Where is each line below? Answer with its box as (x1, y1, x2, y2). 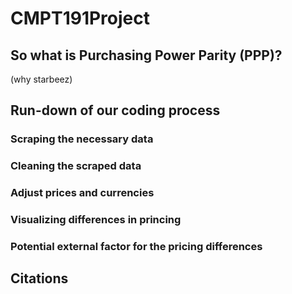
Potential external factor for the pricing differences (10, 240, 263, 253)
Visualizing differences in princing (10, 213, 182, 227)
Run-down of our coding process (10, 102, 221, 119)
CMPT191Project (10, 7, 150, 30)
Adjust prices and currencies (10, 186, 155, 200)
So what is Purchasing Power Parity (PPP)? (10, 47, 283, 64)
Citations (10, 270, 69, 287)
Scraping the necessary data (10, 132, 154, 146)
